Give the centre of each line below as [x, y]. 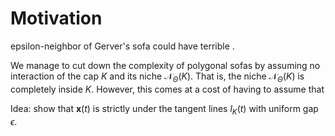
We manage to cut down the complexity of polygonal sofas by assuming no [165, 65]
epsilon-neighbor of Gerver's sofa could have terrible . [122, 46]
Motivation [56, 18]
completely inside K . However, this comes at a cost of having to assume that [167, 89]
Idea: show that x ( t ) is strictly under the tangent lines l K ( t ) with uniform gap [164, 109]
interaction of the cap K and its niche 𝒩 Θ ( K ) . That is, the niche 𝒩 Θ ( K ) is [157, 77]
